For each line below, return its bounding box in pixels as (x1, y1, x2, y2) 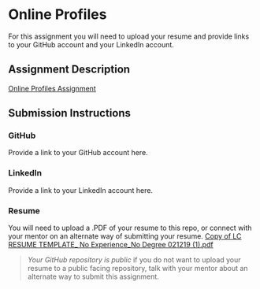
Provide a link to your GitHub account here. (8, 148, 148, 157)
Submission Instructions (8, 106, 132, 120)
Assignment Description (8, 63, 131, 76)
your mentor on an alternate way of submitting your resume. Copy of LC (8, 232, 242, 241)
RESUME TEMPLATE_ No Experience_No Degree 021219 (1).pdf (8, 240, 214, 250)
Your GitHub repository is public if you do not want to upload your (27, 255, 242, 265)
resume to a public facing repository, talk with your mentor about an (27, 264, 248, 273)
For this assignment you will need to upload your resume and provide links (8, 31, 250, 41)
